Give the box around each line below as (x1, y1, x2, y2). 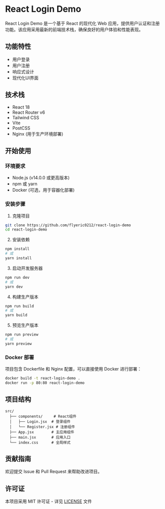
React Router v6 (12, 109, 45, 115)
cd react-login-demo (5, 227, 48, 232)
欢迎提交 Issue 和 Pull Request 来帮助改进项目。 (5, 469, 102, 475)
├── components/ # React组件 (9, 414, 77, 419)
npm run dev (5, 275, 30, 280)
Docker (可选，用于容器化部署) (12, 187, 75, 193)
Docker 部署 (5, 354, 34, 361)
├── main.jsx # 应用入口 (9, 435, 71, 440)
